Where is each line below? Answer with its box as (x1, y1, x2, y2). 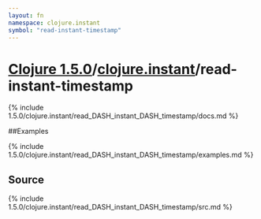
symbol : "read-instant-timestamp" (8, 26, 122, 34)
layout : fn (8, 11, 44, 20)
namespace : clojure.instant (8, 19, 101, 27)
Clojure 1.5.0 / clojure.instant (8, 60, 196, 78)
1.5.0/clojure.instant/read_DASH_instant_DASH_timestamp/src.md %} (8, 202, 233, 212)
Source (8, 173, 45, 186)
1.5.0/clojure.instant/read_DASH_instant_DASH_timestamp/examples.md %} (8, 150, 254, 160)
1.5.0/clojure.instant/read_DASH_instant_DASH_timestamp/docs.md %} (8, 111, 239, 121)
